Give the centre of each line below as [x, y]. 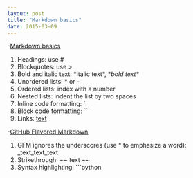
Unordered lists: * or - [48, 82]
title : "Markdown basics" [44, 20]
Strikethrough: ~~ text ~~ [53, 160]
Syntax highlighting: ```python [59, 168]
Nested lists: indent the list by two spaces [76, 96]
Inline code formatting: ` [51, 104]
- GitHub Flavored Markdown [48, 132]
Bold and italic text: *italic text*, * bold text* [78, 74]
